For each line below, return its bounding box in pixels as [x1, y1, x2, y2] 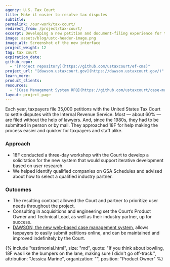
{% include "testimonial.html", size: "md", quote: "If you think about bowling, [5, 245, 164, 251]
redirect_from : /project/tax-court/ [5, 26, 82, 31]
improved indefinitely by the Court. [12, 235, 86, 241]
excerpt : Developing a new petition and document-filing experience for [5, 31, 162, 36]
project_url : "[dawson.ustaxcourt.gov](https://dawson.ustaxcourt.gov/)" [5, 69, 164, 74]
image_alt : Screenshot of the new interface [5, 41, 101, 46]
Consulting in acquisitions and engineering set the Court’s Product [12, 208, 151, 214]
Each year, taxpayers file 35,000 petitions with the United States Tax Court [5, 106, 161, 112]
